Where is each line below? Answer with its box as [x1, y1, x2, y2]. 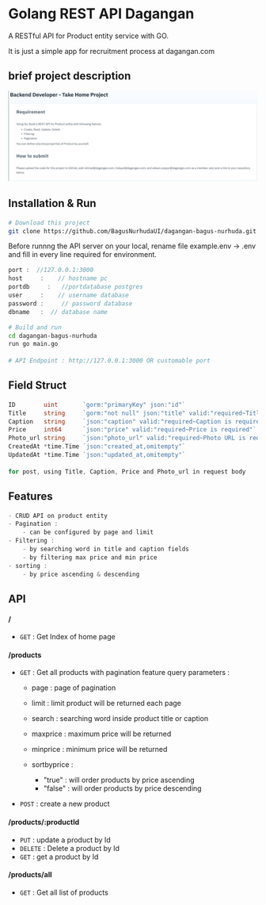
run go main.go [8, 340, 59, 348]
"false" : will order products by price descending [43, 784, 202, 793]
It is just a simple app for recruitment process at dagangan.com [8, 46, 215, 56]
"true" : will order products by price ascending [43, 775, 196, 785]
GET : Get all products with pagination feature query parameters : [19, 668, 230, 677]
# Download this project [8, 219, 90, 227]
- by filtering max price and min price [22, 553, 158, 562]
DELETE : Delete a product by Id [19, 843, 120, 853]
